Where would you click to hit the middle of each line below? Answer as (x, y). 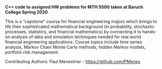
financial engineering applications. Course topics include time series (73, 42)
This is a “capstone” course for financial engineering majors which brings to (81, 21)
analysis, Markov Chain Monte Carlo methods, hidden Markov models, (75, 47)
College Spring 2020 (27, 12)
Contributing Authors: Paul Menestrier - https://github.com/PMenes (73, 62)
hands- (150, 32)
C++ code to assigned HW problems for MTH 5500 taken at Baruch (74, 7)
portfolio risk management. (32, 52)
